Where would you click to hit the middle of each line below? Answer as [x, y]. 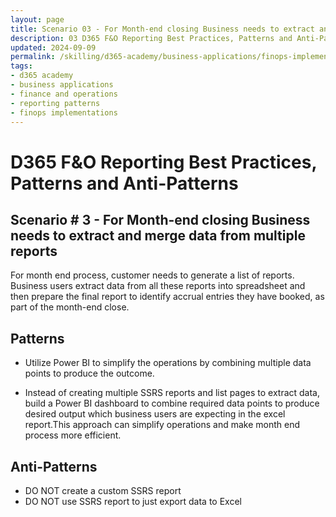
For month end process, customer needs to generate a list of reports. [152, 275]
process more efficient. [73, 435]
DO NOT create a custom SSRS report [103, 490]
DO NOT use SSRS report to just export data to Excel [133, 501]
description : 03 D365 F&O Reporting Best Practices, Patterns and [151, 38]
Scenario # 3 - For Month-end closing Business [160, 219]
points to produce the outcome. [89, 373]
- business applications [62, 85]
